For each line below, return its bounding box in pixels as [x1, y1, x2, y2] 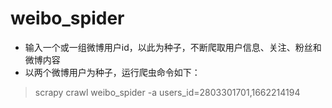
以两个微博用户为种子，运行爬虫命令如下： [24, 66, 201, 78]
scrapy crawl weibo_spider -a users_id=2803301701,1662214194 [34, 86, 301, 98]
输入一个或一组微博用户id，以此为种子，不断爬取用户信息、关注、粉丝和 [24, 41, 322, 53]
